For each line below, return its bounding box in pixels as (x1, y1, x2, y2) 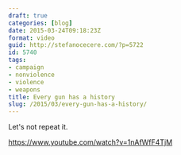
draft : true (8, 11, 48, 20)
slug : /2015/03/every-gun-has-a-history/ (8, 100, 148, 108)
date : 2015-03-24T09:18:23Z (8, 26, 102, 34)
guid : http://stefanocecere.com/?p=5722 (8, 41, 144, 49)
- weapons (8, 85, 41, 94)
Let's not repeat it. (8, 122, 68, 132)
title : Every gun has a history (8, 93, 115, 101)
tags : (8, 56, 26, 64)
